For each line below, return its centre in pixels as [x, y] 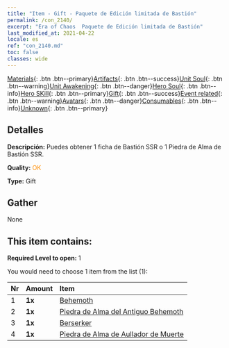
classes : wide [28, 59]
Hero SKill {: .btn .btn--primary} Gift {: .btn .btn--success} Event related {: [121, 93]
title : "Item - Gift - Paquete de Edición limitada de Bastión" [102, 14]
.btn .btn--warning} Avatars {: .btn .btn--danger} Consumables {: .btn [103, 101]
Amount [39, 289]
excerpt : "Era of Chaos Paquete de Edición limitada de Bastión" [105, 26]
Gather [23, 202]
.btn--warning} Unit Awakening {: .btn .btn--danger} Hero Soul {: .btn [103, 86]
